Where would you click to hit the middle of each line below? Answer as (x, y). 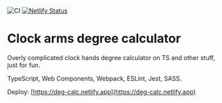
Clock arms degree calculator (94, 39)
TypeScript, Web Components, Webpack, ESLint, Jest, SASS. (95, 78)
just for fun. (24, 65)
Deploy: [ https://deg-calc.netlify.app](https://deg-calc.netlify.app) (102, 92)
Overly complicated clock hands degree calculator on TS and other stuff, (111, 57)
